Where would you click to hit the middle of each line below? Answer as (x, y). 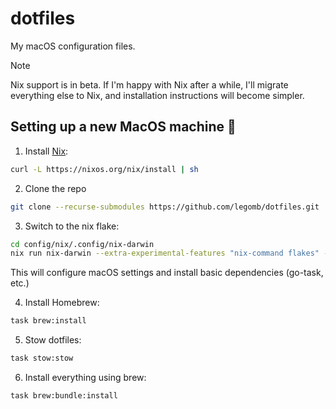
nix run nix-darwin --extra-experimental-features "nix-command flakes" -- (171, 253)
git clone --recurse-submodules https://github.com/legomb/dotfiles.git (165, 207)
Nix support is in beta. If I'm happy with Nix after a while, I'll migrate (149, 84)
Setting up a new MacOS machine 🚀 (123, 127)
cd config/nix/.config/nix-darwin (82, 244)
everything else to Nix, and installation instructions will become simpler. (157, 95)
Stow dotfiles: (53, 340)
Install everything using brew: (85, 377)
